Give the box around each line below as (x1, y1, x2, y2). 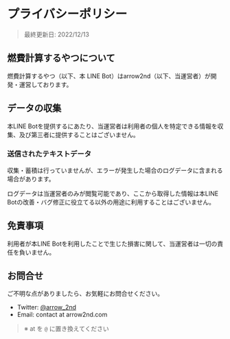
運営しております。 (19, 80, 73, 89)
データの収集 (7, 102, 62, 114)
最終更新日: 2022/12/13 (23, 30, 89, 38)
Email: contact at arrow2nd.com (16, 310, 108, 319)
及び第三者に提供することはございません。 (19, 130, 139, 139)
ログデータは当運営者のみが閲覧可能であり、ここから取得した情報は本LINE (7, 189, 218, 198)
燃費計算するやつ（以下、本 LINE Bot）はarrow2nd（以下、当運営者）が (7, 71, 211, 80)
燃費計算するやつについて (7, 52, 115, 64)
